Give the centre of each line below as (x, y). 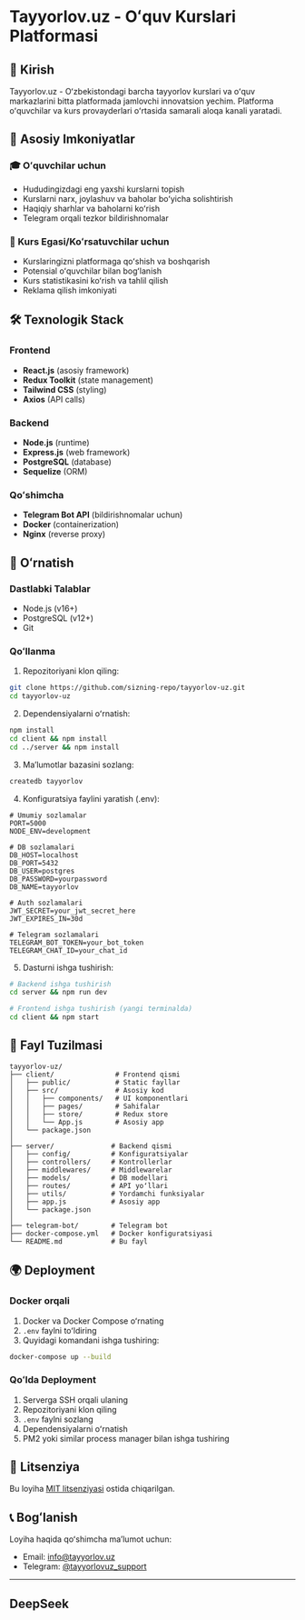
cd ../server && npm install (64, 747)
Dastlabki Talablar (50, 588)
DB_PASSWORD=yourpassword (58, 879)
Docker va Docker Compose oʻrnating (93, 1321)
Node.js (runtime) (56, 442)
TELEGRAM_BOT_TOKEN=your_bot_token (77, 943)
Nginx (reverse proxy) (64, 535)
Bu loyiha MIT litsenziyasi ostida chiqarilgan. (92, 1489)
